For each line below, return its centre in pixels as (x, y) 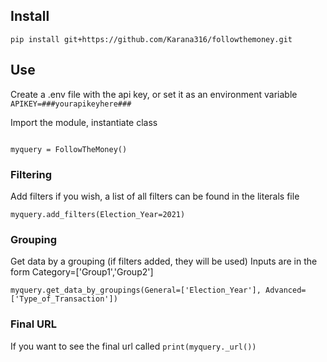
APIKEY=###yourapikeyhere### (71, 104)
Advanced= (286, 290)
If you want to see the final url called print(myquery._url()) (133, 346)
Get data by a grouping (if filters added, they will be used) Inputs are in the (164, 261)
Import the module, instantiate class (84, 122)
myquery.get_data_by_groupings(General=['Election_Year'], (136, 290)
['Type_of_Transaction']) (64, 299)
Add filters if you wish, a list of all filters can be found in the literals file (155, 196)
